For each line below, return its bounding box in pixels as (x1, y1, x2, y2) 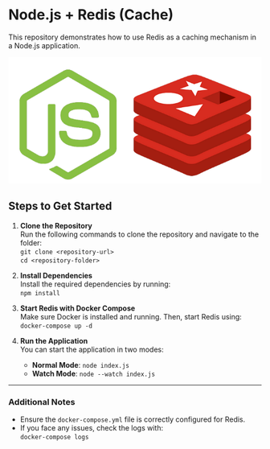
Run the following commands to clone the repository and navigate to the (19, 229, 260, 239)
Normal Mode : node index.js (31, 360, 130, 369)
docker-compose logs (19, 433, 89, 442)
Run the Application (19, 336, 88, 345)
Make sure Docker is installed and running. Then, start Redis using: (19, 311, 243, 321)
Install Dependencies (19, 270, 92, 280)
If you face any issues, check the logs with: (19, 423, 163, 433)
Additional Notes (8, 396, 76, 407)
